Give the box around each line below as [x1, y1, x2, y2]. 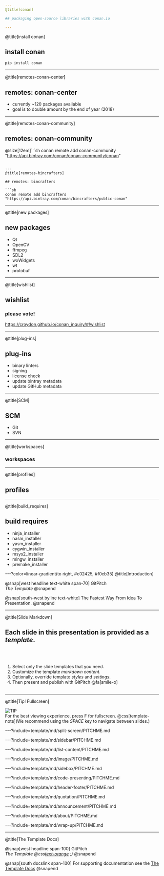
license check [12, 373, 41, 379]
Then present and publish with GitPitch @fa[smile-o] [12, 679, 118, 685]
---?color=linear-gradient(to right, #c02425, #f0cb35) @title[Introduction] [5, 570, 154, 576]
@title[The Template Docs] [5, 836, 59, 842]
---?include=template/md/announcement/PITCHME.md [5, 803, 116, 809]
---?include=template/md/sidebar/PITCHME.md [5, 737, 101, 743]
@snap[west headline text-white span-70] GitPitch [5, 580, 107, 586]
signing [12, 368, 27, 374]
